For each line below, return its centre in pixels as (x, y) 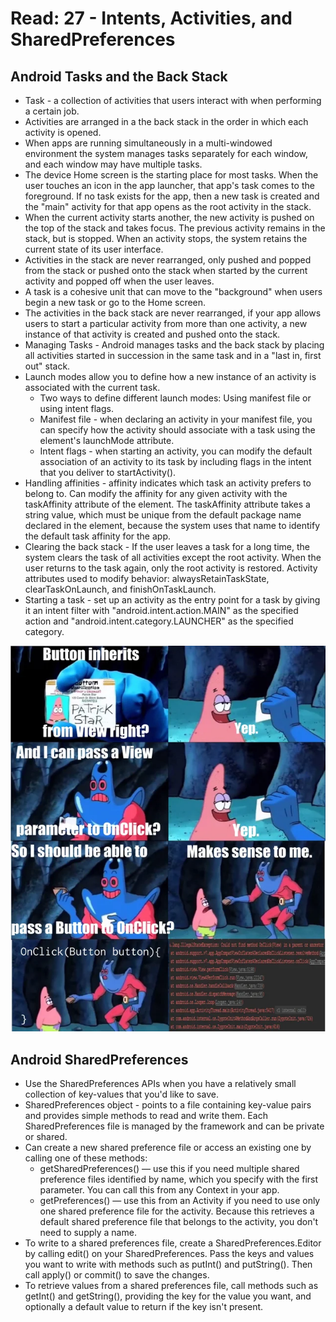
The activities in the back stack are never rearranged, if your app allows (173, 313)
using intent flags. (76, 408)
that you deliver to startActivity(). (108, 472)
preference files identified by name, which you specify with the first (179, 1179)
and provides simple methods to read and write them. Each (146, 1116)
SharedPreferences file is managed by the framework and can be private (174, 1126)
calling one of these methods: (86, 1158)
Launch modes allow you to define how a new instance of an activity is (170, 376)
